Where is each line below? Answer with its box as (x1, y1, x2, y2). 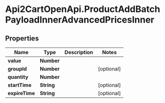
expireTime (8, 90, 35, 96)
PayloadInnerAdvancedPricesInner (5, 14, 154, 25)
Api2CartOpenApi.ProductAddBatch (5, 3, 160, 15)
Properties (5, 34, 39, 42)
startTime (8, 81, 32, 88)
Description (64, 49, 93, 55)
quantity (8, 73, 29, 80)
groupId (8, 65, 27, 72)
